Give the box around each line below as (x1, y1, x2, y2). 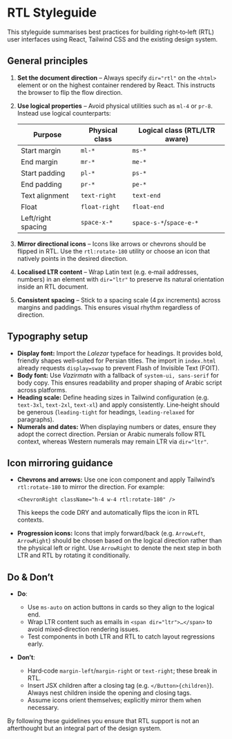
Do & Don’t (7, 571, 54, 583)
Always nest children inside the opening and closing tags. (27, 688, 192, 697)
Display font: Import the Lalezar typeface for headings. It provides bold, (17, 349, 223, 357)
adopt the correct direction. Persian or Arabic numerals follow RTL (17, 430, 206, 438)
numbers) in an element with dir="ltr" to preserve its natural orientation (17, 275, 224, 283)
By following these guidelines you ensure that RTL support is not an (7, 717, 200, 725)
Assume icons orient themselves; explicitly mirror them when (27, 696, 202, 704)
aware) (164, 134, 188, 143)
